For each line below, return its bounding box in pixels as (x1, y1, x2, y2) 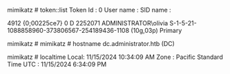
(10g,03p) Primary (131, 27, 182, 34)
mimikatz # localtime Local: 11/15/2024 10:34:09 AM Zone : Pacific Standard (7, 53, 223, 61)
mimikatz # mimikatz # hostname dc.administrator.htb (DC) (7, 40, 175, 47)
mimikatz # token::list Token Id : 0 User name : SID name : (7, 6, 171, 14)
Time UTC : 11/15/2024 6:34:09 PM (7, 60, 107, 68)
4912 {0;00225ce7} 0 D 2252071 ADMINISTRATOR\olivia (7, 19, 169, 27)
